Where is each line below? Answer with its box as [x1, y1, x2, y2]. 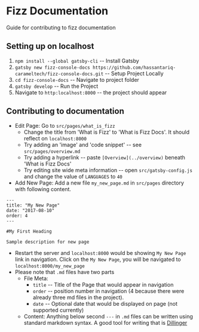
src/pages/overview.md [23, 148, 81, 155]
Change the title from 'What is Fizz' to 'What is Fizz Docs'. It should [23, 128, 190, 136]
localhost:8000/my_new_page [14, 263, 85, 269]
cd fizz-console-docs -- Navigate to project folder [14, 76, 139, 83]
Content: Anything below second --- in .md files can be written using [23, 312, 193, 320]
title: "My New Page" [6, 202, 60, 208]
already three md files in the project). [32, 294, 124, 301]
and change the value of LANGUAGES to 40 [23, 173, 123, 180]
